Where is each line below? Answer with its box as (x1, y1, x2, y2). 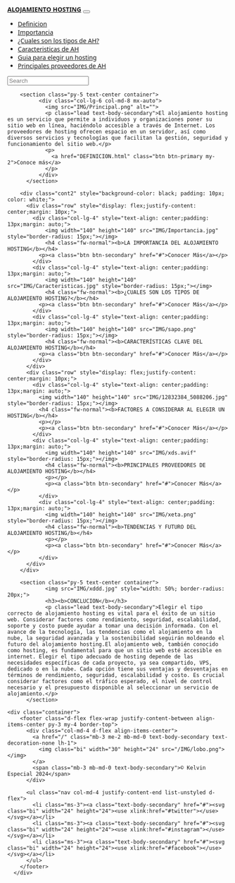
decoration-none (7, 740, 55, 747)
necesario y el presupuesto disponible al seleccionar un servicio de (7, 684, 219, 691)
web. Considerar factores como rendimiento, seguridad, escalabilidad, (7, 616, 222, 623)
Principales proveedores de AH (17, 61, 107, 71)
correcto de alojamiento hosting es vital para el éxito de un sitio (7, 610, 216, 617)
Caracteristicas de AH (17, 44, 80, 54)
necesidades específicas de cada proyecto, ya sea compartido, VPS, (7, 659, 212, 666)
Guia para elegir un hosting (17, 53, 97, 62)
